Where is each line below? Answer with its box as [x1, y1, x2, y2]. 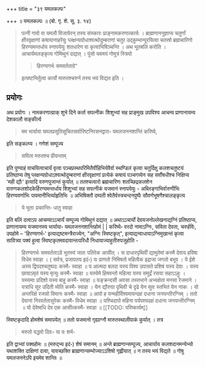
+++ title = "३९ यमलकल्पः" [6, 5, 66, 12]
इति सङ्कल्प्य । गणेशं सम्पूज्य [6, 140, 63, 147]
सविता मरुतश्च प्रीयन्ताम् [21, 152, 67, 159]
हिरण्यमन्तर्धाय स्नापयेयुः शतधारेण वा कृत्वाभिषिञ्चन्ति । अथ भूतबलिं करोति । [21, 43, 167, 51]
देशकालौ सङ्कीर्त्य [6, 115, 41, 123]
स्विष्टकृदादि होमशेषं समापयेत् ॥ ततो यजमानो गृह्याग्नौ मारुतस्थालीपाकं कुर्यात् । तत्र [6, 316, 164, 323]
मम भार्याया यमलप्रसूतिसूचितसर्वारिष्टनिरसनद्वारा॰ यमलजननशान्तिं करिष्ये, [21, 127, 157, 135]
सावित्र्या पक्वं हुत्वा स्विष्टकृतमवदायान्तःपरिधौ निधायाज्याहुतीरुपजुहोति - [6, 237, 138, 244]
